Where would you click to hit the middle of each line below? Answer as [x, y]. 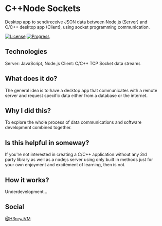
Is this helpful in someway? [47, 143]
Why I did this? [28, 110]
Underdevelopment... [26, 192]
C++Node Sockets [43, 8]
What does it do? [31, 79]
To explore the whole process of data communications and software [73, 122]
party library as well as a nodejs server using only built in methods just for [79, 160]
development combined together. [38, 128]
